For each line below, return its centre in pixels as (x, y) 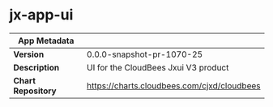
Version (29, 54)
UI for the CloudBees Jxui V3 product (158, 67)
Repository (35, 91)
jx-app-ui (41, 15)
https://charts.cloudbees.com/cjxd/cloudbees (174, 85)
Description (36, 67)
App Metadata (46, 41)
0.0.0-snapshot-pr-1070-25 (145, 54)
